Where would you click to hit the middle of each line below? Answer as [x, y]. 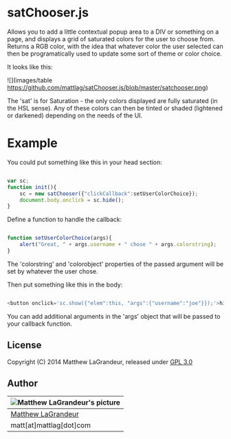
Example [32, 143]
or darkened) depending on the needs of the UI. [75, 115]
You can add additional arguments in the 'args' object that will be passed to [114, 316]
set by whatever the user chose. [53, 271]
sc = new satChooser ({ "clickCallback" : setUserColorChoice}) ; [109, 194]
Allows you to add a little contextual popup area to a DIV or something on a [113, 32]
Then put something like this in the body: [65, 284]
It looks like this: [30, 67]
